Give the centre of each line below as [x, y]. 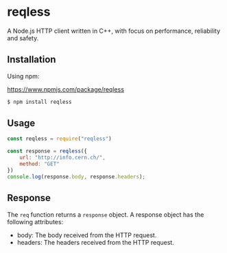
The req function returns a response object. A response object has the [106, 214]
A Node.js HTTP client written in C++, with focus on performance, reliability [114, 31]
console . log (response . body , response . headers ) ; [76, 176]
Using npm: [23, 76]
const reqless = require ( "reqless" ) [59, 139]
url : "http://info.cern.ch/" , [63, 158]
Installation [32, 60]
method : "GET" [39, 164]
